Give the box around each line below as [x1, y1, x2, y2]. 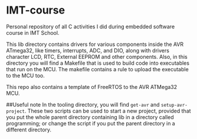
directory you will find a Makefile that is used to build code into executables [6, 59, 190, 67]
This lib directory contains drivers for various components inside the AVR [6, 41, 184, 48]
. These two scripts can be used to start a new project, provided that [24, 107, 191, 114]
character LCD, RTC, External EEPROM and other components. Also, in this [6, 53, 188, 60]
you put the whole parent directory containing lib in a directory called [6, 113, 174, 121]
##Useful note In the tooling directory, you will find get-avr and [6, 101, 160, 108]
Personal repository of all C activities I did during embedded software [6, 23, 175, 30]
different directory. [6, 126, 52, 133]
